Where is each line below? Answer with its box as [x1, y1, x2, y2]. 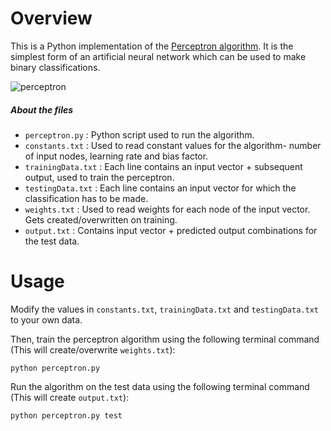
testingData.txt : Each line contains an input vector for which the [24, 182, 297, 194]
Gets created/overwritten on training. [24, 213, 178, 226]
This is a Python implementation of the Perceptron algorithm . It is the [10, 40, 294, 52]
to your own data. [10, 313, 83, 326]
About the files [10, 103, 74, 116]
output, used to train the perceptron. [24, 171, 175, 183]
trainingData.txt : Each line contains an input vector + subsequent [24, 160, 303, 172]
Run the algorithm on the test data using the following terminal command [10, 380, 310, 392]
